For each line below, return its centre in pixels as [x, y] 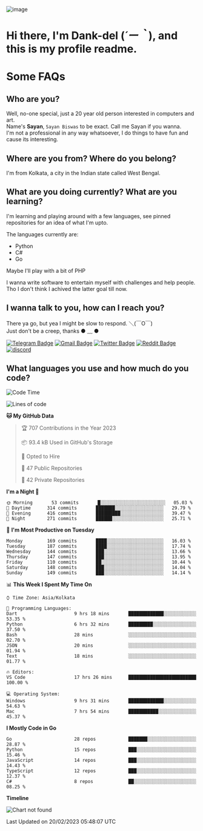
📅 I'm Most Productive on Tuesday [51, 530]
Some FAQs [36, 77]
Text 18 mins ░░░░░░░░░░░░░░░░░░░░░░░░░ [101, 656]
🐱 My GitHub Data [30, 416]
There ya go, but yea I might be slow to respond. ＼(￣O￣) [80, 323]
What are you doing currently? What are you [92, 192]
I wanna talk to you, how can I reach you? [85, 308]
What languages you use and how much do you [98, 369]
